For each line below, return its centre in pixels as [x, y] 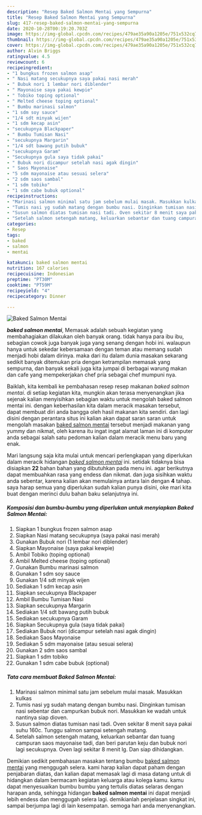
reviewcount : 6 [26, 62]
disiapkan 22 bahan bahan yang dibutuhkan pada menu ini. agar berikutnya [100, 468]
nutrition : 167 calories [38, 268]
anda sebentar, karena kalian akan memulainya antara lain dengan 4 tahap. [99, 481]
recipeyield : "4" [28, 291]
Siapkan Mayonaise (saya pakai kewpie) [65, 548]
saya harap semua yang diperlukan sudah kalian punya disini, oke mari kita [99, 488]
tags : [13, 235]
